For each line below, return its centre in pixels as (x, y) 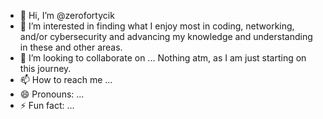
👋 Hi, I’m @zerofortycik (67, 15)
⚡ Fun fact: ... (47, 105)
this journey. (45, 68)
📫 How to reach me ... (66, 79)
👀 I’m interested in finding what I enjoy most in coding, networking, (157, 26)
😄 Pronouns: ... (52, 94)
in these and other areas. (71, 47)
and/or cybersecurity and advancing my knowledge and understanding (166, 36)
